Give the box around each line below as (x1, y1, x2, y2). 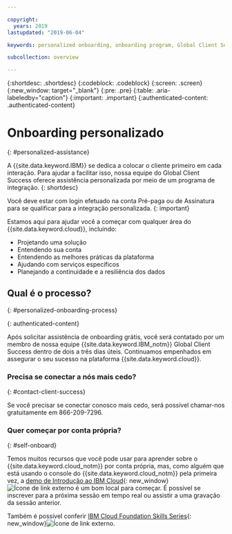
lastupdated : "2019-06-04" (7, 29, 85, 36)
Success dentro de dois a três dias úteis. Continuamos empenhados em (7, 347, 212, 356)
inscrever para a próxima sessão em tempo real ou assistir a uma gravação (7, 491, 221, 499)
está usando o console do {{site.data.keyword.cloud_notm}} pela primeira (7, 469, 217, 477)
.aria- (155, 86, 171, 95)
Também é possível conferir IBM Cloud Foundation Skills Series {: (7, 512, 192, 520)
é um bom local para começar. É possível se (75, 484, 202, 493)
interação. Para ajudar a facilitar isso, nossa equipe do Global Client (7, 169, 200, 177)
